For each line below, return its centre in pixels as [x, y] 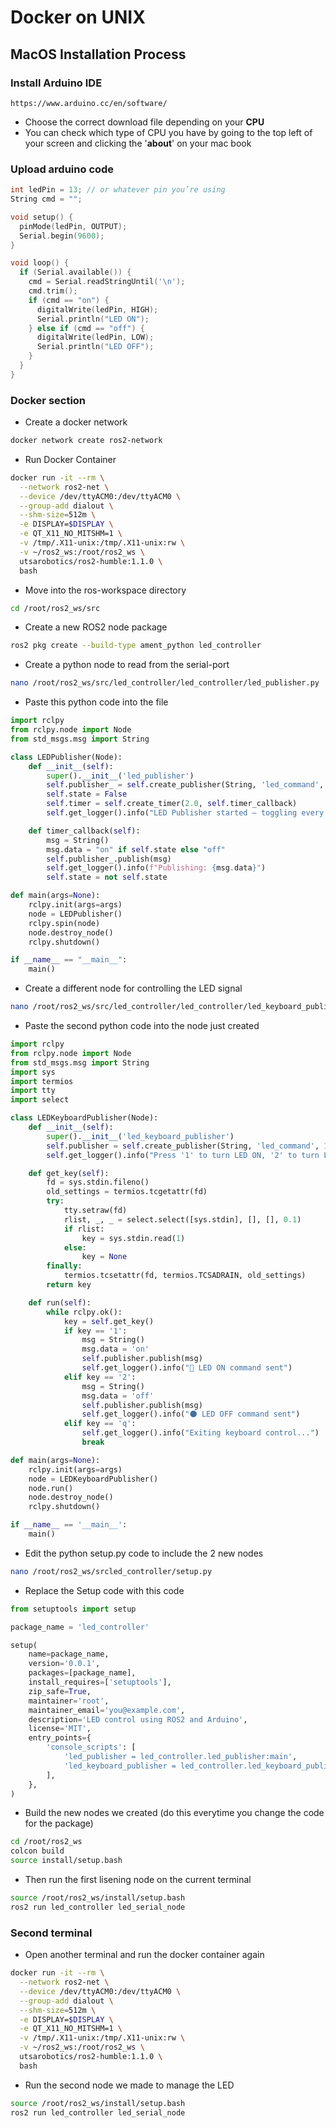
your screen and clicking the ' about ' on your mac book [138, 143]
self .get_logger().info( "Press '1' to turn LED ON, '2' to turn [183, 1155]
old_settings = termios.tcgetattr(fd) [127, 1192]
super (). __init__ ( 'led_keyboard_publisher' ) [140, 1136]
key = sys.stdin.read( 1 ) [133, 1238]
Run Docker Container [70, 459]
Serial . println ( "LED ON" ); [93, 319]
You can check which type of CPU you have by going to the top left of [168, 132]
